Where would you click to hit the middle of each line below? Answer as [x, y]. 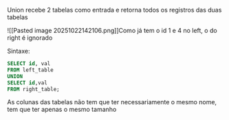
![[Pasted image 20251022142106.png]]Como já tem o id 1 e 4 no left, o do [112, 31]
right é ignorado [30, 38]
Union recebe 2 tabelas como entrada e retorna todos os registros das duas [115, 10]
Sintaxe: [19, 51]
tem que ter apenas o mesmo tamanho [62, 110]
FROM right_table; [33, 89]
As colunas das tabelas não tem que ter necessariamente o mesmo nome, [112, 102]
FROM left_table [30, 70]
